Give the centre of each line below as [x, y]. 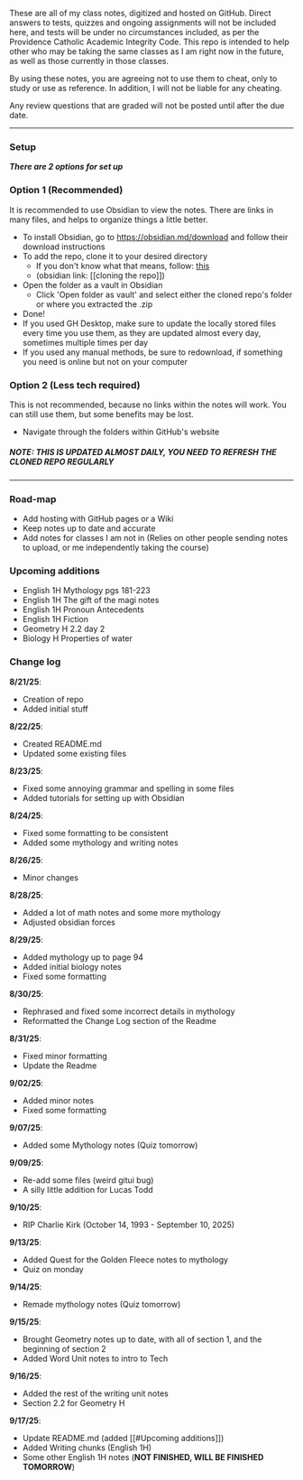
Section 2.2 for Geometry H [73, 1402]
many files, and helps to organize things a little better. [109, 219]
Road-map [33, 498]
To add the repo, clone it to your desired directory [115, 256]
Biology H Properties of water [78, 638]
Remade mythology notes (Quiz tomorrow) [101, 1304]
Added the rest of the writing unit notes [95, 1393]
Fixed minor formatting [65, 1056]
